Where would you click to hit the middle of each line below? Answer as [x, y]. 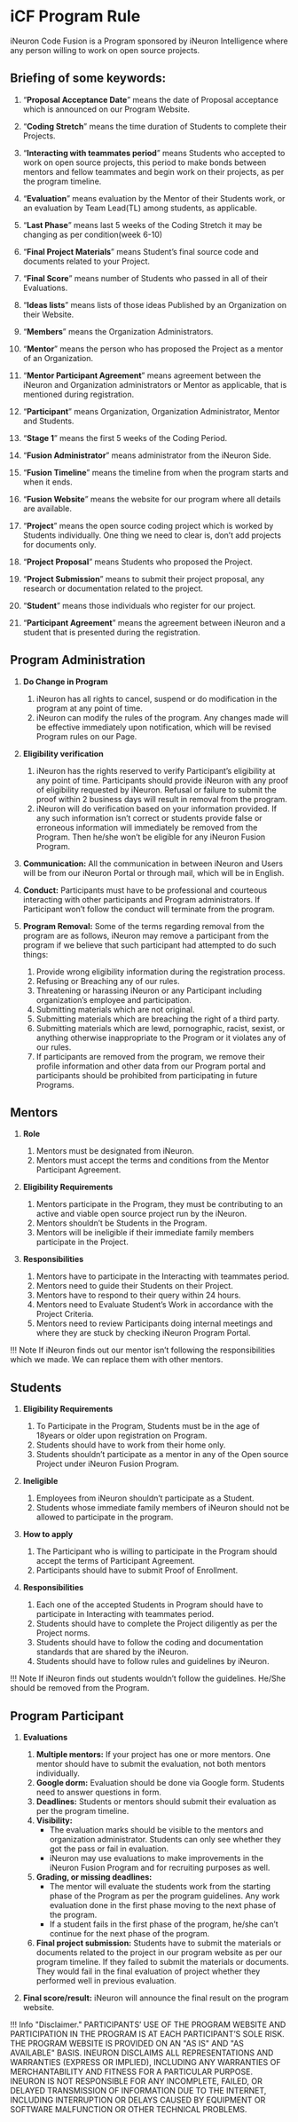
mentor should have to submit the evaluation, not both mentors [151, 1764]
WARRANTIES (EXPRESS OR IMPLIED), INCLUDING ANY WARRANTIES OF [145, 2062]
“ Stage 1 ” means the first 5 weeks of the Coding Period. [125, 438]
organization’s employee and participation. [114, 999]
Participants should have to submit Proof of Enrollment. [137, 1570]
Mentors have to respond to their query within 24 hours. [138, 1295]
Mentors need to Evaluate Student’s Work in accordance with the [155, 1305]
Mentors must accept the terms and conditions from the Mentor [153, 1161]
